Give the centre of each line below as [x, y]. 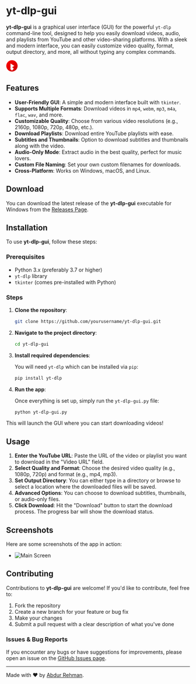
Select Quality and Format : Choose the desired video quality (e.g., [95, 468]
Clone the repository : [41, 310]
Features [22, 88]
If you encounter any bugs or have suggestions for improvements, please [94, 652]
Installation [27, 227]
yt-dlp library [31, 276]
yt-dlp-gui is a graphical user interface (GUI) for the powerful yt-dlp [89, 27]
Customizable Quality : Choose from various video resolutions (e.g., [96, 121]
